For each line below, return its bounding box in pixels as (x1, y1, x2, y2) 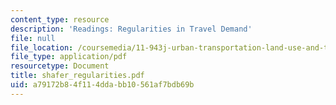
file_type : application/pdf (10, 52, 128, 62)
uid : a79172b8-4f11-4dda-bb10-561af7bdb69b (10, 80, 195, 90)
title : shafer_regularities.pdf (10, 71, 145, 81)
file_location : (10, 42, 74, 53)
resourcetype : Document (10, 61, 110, 71)
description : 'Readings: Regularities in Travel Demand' (10, 24, 253, 34)
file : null (10, 33, 56, 43)
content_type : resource (10, 14, 110, 25)
